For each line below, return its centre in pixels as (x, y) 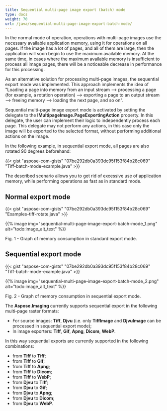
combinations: (20, 346)
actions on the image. (27, 136)
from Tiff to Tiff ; (29, 356)
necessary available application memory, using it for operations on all (76, 43)
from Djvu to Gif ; (30, 387)
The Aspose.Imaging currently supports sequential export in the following (81, 306)
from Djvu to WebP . (33, 403)
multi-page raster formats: (32, 311)
